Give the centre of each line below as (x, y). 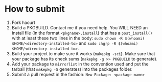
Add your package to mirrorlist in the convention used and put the (80, 64)
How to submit (35, 9)
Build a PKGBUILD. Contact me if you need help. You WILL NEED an (80, 27)
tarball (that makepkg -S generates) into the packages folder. (72, 69)
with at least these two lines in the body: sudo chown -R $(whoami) (78, 38)
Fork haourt (23, 22)
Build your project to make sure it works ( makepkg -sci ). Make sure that (83, 53)
